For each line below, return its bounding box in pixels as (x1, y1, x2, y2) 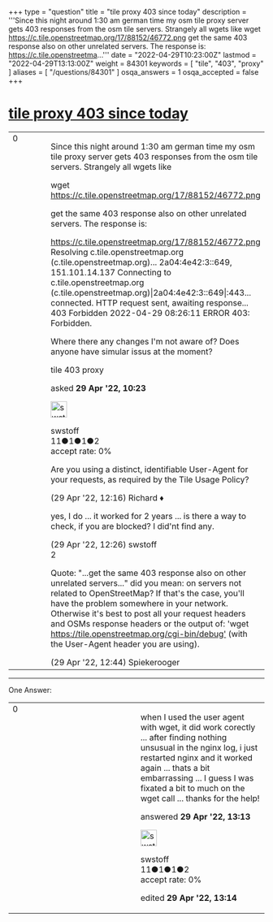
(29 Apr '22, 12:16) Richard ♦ (50, 491, 164, 503)
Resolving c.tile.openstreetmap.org (50, 246, 184, 258)
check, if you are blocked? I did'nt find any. (50, 520, 215, 531)
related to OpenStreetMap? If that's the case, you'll (50, 587, 245, 599)
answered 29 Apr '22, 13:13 (141, 811, 251, 822)
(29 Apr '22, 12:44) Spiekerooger (50, 656, 180, 668)
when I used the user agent (141, 711, 245, 722)
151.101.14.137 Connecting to (50, 266, 172, 278)
